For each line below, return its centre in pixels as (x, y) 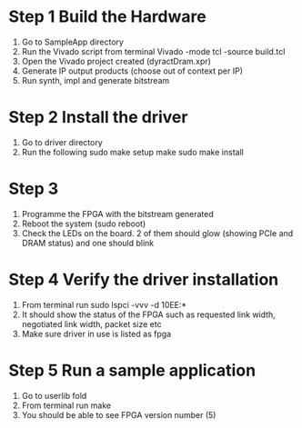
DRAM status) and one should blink (88, 243)
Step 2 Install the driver (98, 118)
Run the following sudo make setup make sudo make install (133, 152)
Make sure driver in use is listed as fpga (96, 333)
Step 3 (34, 189)
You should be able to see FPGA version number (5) (119, 414)
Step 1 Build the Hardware (107, 17)
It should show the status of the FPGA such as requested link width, (149, 314)
